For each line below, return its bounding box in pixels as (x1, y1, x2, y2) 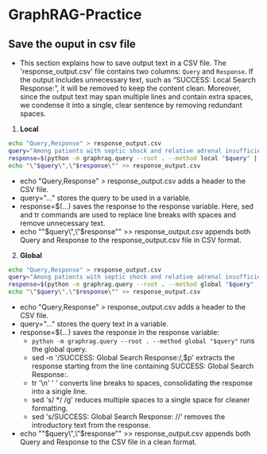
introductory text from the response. (31, 421, 151, 429)
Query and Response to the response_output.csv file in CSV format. (19, 235, 242, 244)
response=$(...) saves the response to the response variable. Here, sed (19, 201, 254, 211)
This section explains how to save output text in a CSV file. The (19, 58, 226, 67)
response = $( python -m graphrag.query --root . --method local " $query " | (8, 154, 258, 162)
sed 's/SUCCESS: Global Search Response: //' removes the (31, 412, 226, 421)
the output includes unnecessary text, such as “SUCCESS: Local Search (19, 75, 257, 84)
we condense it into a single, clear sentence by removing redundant (19, 101, 242, 110)
